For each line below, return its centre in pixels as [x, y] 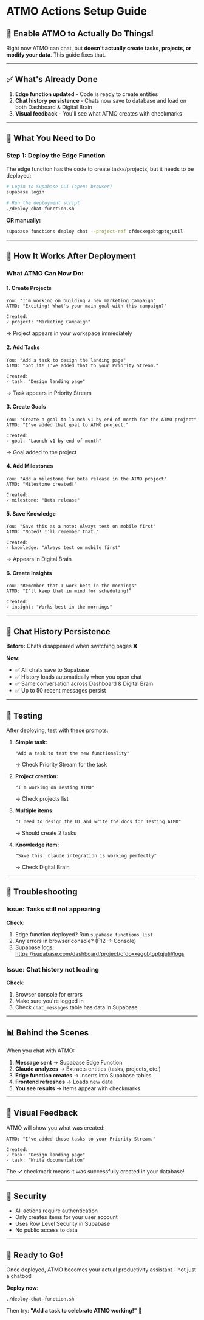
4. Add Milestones [30, 466]
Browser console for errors [49, 995]
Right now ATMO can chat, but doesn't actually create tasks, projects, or [99, 48]
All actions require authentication [56, 1211]
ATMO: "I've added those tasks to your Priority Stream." [81, 1139]
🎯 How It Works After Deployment [71, 256]
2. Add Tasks [23, 347]
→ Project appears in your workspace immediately [69, 333]
